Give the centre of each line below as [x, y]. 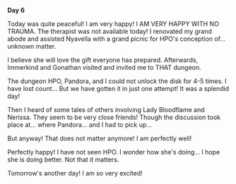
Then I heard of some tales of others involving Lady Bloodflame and [106, 110]
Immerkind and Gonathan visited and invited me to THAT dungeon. [104, 67]
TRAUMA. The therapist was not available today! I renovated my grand [110, 31]
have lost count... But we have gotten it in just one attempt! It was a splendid [118, 88]
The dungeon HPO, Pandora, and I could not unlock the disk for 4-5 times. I [117, 81]
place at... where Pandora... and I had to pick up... [79, 125]
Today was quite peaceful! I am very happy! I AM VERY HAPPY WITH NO [113, 24]
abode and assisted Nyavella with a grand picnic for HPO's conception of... [117, 39]
